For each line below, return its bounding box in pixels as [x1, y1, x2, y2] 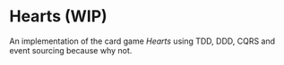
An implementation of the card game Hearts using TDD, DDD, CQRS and [9, 36, 276, 46]
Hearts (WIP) [9, 6, 108, 27]
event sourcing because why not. [9, 45, 133, 55]
